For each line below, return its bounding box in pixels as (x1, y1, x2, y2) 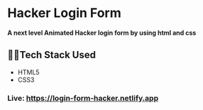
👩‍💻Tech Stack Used (7, 49, 96, 61)
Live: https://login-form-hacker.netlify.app (7, 93, 158, 103)
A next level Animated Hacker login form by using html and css (7, 28, 197, 37)
